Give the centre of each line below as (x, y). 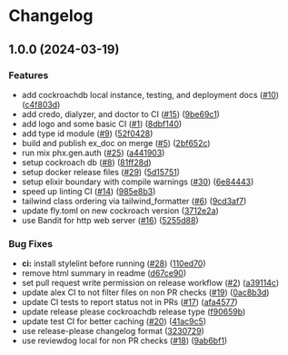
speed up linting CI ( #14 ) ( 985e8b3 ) (89, 191)
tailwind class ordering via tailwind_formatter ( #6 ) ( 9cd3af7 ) (134, 201)
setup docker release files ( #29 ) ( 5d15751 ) (101, 172)
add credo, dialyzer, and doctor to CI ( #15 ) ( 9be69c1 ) (120, 113)
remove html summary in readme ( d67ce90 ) (104, 273)
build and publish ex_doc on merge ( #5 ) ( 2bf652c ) (116, 143)
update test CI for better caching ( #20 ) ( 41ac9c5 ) (114, 321)
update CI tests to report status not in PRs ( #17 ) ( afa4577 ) (129, 302)
